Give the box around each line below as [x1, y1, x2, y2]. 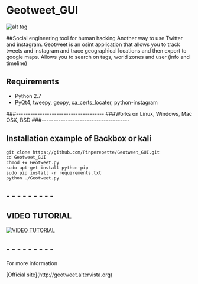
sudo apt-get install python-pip [6, 165, 89, 171]
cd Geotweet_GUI [6, 154, 46, 160]
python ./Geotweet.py [6, 175, 60, 181]
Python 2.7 [14, 92, 41, 99]
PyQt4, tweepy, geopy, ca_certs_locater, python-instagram [14, 99, 158, 106]
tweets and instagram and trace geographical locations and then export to [6, 47, 187, 54]
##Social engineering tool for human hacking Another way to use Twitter [6, 34, 183, 41]
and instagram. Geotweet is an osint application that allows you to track [6, 41, 180, 48]
